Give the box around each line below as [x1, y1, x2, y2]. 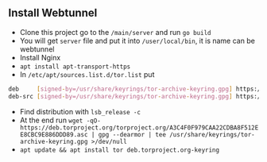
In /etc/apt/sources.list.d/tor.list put [19, 69, 155, 79]
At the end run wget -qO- [19, 115, 101, 125]
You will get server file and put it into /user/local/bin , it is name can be [19, 36, 256, 45]
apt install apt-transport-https [19, 63, 131, 71]
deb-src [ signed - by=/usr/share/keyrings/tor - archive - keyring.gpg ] [8, 92, 233, 100]
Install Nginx [19, 52, 61, 62]
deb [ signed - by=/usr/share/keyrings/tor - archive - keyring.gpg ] [8, 85, 233, 93]
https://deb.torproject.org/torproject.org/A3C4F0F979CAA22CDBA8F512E [19, 123, 259, 132]
